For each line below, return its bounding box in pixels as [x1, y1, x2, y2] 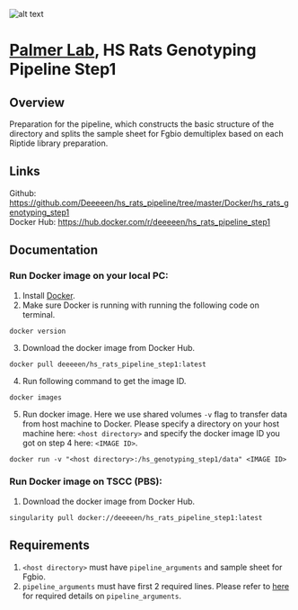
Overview [9, 94, 66, 110]
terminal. [22, 309, 56, 319]
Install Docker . [22, 290, 75, 301]
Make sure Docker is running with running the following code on [22, 300, 260, 310]
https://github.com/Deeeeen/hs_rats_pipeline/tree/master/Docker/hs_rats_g [9, 197, 289, 208]
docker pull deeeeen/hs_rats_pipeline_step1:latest [9, 360, 206, 369]
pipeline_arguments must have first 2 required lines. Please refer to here [22, 580, 290, 591]
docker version [9, 327, 66, 336]
